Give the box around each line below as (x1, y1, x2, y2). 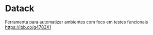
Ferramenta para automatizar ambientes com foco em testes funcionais (5, 19, 148, 25)
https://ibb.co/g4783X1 (5, 24, 51, 30)
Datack (5, 3, 34, 14)
